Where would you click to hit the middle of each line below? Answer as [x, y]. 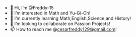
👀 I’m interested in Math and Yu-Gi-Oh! [50, 13]
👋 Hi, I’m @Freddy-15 [32, 8]
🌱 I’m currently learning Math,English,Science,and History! [71, 18]
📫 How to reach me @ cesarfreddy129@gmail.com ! [63, 29]
